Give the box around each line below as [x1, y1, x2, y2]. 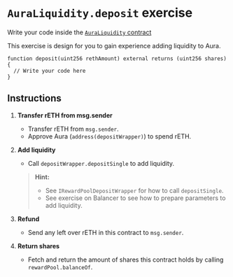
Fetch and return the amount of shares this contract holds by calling [27, 255, 224, 264]
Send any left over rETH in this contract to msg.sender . [27, 228, 184, 236]
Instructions [7, 92, 62, 104]
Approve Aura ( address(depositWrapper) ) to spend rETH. [27, 132, 192, 141]
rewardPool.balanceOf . [27, 262, 93, 271]
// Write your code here [13, 67, 86, 74]
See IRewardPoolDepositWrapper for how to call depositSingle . [45, 186, 224, 194]
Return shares [17, 241, 60, 250]
